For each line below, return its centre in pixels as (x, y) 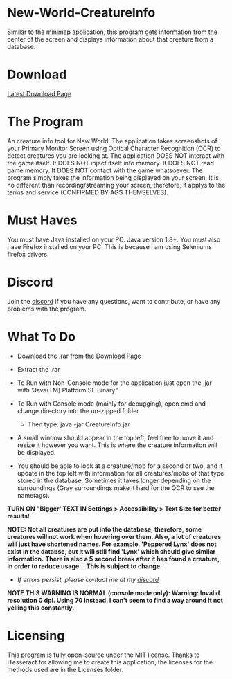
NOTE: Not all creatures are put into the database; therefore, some (105, 529)
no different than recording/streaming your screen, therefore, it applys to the (116, 185)
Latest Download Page (39, 93)
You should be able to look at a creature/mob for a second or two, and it (120, 466)
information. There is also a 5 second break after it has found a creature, (114, 559)
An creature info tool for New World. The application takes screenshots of (113, 141)
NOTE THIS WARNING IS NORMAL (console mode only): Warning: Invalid (114, 592)
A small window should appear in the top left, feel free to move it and (115, 437)
